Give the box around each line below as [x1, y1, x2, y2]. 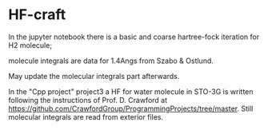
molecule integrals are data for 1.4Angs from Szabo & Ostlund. [8, 56, 214, 65]
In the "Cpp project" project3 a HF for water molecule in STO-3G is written [8, 86, 254, 97]
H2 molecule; [8, 40, 53, 49]
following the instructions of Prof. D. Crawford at [8, 95, 168, 104]
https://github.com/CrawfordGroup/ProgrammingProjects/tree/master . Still [8, 104, 254, 113]
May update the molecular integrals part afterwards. [8, 71, 180, 81]
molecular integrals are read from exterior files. [8, 112, 164, 121]
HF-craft [8, 6, 66, 24]
